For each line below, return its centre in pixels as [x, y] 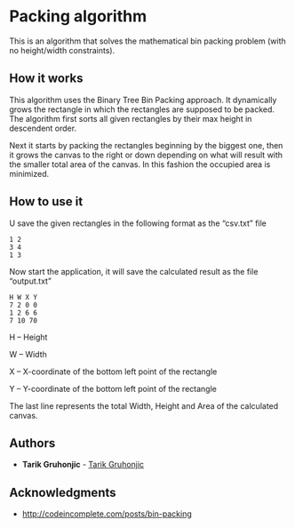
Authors [32, 443]
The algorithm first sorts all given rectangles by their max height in [131, 118]
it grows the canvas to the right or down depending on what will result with [146, 155]
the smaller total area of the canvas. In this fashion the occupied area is [140, 164]
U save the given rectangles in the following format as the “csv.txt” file [138, 223]
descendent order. [43, 128]
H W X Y [24, 297]
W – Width [28, 354]
